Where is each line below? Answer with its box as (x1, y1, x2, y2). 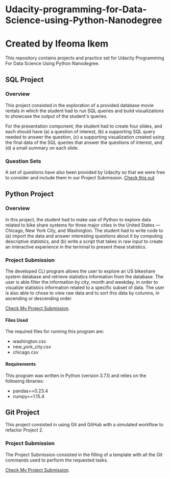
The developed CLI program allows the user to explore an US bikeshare (5, 268, 156, 275)
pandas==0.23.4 (12, 388, 48, 394)
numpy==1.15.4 (12, 393, 44, 399)
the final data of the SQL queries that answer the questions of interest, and (5, 139, 162, 146)
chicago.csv (12, 349, 39, 356)
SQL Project (5, 75, 44, 84)
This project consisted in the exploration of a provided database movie (5, 102, 154, 108)
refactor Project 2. (5, 427, 44, 433)
